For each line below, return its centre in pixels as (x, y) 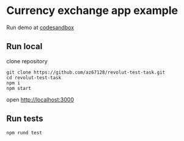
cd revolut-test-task (34, 77)
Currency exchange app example (92, 11)
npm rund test (24, 132)
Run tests (25, 119)
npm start (19, 88)
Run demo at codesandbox (40, 27)
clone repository (27, 61)
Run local (24, 46)
